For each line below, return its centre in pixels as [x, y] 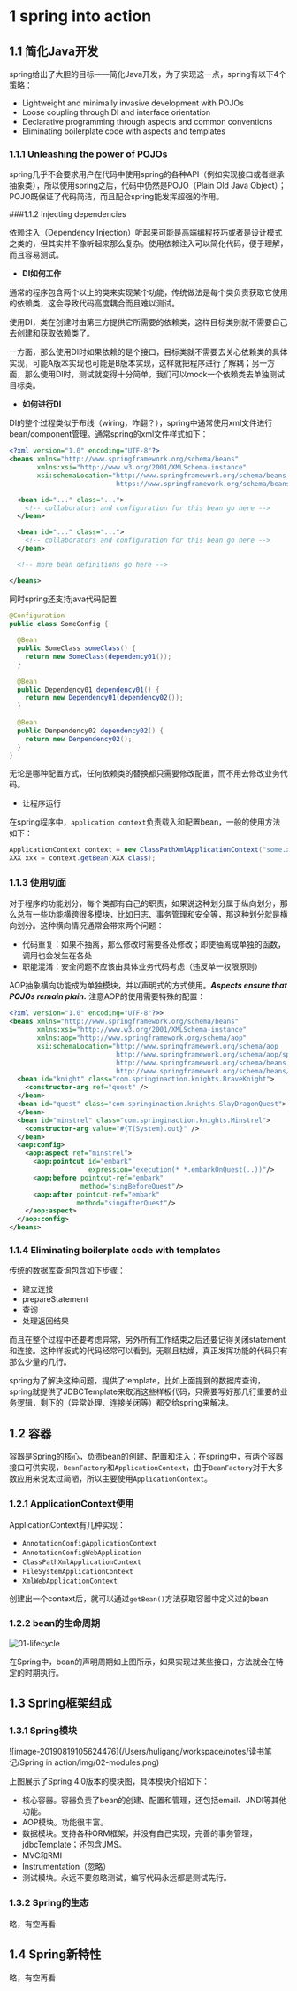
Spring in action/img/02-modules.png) [90, 1762]
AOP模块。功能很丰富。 [65, 1823]
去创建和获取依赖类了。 [52, 333]
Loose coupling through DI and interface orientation [116, 112]
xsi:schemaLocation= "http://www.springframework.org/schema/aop [157, 1046]
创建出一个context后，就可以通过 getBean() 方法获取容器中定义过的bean [139, 1598]
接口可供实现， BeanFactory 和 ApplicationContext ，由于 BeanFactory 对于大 [143, 1468]
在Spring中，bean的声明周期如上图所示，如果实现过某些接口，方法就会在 [143, 1662]
